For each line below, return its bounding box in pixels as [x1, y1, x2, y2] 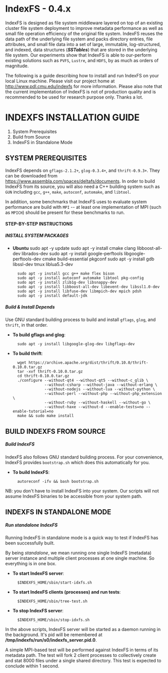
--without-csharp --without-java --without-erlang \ [44, 382, 157, 387]
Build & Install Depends [5, 304, 55, 310]
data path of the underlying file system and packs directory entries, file [5, 36, 153, 42]
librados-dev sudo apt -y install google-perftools [22, 251, 123, 257]
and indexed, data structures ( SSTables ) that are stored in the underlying [5, 47, 157, 53]
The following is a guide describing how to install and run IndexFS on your [5, 72, 159, 78]
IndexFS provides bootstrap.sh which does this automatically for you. [5, 459, 150, 465]
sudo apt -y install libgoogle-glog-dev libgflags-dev [17, 342, 135, 347]
